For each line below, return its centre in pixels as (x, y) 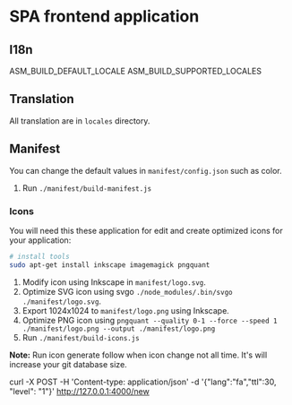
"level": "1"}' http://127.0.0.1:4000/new (79, 391)
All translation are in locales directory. (80, 121)
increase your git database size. (68, 364)
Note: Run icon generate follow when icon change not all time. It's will (138, 355)
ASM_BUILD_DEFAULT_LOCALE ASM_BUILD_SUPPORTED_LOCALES (136, 71)
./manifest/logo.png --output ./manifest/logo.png (119, 329)
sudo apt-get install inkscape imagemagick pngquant (110, 265)
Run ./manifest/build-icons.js (81, 337)
